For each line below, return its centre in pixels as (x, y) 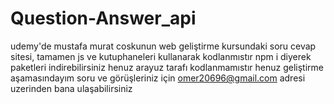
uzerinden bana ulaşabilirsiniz (71, 88)
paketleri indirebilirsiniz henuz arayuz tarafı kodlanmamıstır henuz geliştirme (167, 67)
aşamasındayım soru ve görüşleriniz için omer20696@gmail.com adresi (158, 78)
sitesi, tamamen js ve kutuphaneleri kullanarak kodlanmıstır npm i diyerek (161, 56)
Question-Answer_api (103, 18)
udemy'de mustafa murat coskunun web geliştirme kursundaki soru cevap (163, 46)
